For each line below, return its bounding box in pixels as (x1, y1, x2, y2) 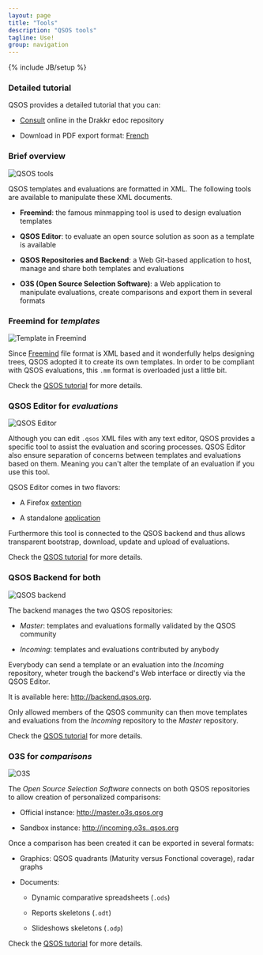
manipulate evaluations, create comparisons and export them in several (19, 287, 253, 296)
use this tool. (8, 467, 50, 477)
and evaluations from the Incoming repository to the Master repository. (8, 715, 239, 725)
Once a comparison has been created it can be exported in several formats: (8, 838, 254, 847)
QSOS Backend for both (8, 572, 101, 583)
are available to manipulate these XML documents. (8, 192, 173, 202)
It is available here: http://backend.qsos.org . (8, 692, 152, 701)
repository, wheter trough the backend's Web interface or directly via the (8, 668, 246, 678)
